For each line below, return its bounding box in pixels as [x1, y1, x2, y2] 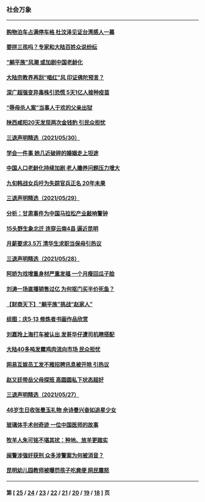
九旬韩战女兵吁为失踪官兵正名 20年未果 [6, 179, 106, 187]
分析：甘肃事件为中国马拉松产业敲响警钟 [6, 209, 108, 217]
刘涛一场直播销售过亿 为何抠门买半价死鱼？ [6, 285, 115, 293]
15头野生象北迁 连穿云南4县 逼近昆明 [6, 225, 99, 232]
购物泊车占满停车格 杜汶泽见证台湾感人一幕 [6, 28, 115, 35]
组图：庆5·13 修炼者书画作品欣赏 [6, 316, 88, 323]
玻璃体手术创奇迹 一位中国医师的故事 [6, 421, 99, 429]
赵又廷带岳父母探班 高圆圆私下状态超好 [6, 376, 104, 383]
